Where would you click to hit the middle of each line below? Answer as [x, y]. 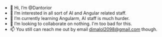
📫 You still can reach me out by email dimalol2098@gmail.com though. [83, 29]
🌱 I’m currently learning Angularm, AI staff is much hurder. [70, 18]
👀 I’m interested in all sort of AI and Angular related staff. [68, 13]
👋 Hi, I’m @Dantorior [31, 8]
